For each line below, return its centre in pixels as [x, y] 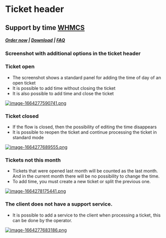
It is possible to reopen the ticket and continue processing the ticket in [84, 132]
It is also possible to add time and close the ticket [63, 93]
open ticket [24, 83]
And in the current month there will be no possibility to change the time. [86, 176]
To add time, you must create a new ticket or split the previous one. [82, 182]
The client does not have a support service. [59, 204]
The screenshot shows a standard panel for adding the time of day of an [86, 77]
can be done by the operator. [42, 220]
